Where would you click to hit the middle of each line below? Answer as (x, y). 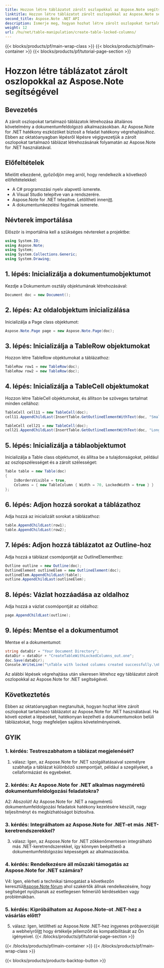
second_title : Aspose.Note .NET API (42, 19)
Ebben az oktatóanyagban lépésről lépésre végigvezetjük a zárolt (71, 137)
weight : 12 (16, 28)
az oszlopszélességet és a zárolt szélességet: (51, 462)
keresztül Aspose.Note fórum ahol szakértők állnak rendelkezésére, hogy (78, 886)
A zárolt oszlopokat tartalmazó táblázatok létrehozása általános (69, 122)
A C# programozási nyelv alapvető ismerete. (57, 189)
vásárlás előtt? (23, 915)
